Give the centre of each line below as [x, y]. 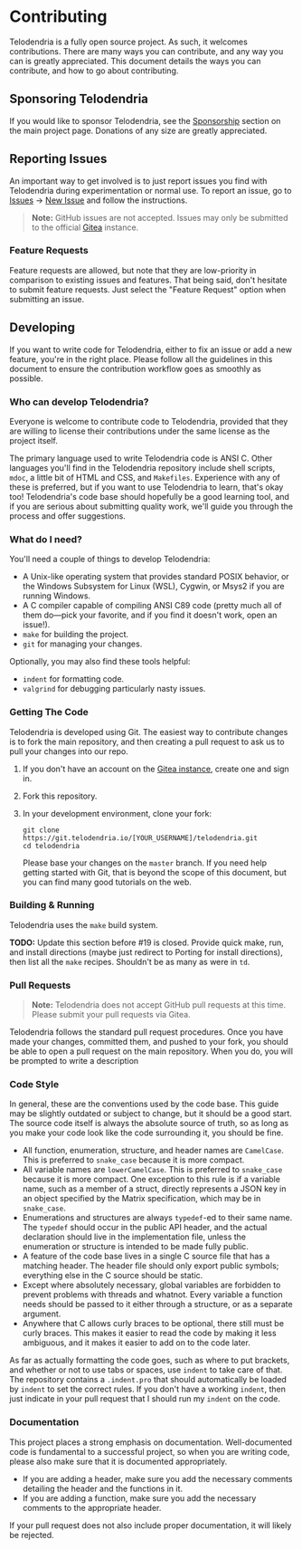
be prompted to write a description [74, 1061]
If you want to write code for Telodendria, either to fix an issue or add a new [151, 349]
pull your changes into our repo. [69, 751]
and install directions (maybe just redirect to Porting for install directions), [146, 951]
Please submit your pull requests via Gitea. [111, 1015]
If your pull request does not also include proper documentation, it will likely [151, 1525]
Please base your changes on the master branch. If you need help [145, 863]
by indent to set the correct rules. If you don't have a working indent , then [148, 1389]
